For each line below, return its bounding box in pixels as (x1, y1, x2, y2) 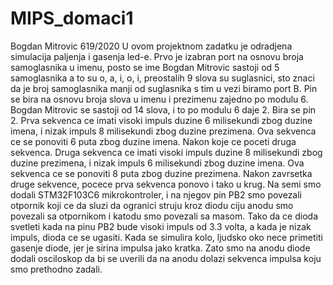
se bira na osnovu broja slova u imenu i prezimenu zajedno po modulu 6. (10, 93, 309, 105)
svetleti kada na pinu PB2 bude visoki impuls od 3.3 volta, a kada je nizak (10, 220, 312, 232)
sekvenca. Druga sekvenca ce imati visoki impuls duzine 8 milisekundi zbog (10, 146, 323, 158)
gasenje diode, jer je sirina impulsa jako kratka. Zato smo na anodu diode (10, 242, 311, 254)
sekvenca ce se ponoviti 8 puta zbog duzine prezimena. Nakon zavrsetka (10, 167, 313, 179)
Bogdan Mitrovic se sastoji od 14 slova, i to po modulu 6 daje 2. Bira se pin (10, 103, 317, 116)
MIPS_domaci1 (10, 7, 134, 30)
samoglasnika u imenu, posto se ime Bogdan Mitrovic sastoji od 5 (10, 61, 280, 73)
